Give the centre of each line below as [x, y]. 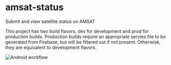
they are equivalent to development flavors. [51, 47]
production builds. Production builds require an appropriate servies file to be [86, 37]
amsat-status [34, 7]
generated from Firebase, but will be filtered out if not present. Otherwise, [83, 42]
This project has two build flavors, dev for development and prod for [77, 31]
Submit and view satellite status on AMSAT [50, 21]
